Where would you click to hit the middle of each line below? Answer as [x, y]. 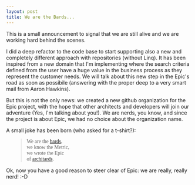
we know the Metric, [48, 147]
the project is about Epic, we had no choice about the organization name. [95, 119]
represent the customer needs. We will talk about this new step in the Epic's [98, 76]
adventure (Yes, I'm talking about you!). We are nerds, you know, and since [97, 113]
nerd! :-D [17, 176]
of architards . [40, 159]
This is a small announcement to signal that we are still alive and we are [93, 33]
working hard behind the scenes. [46, 40]
